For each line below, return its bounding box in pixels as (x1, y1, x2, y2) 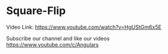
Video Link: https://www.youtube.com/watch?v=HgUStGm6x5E (6, 23, 162, 31)
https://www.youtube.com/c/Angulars (6, 41, 99, 48)
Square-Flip (6, 4, 66, 18)
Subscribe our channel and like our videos (6, 35, 110, 42)
